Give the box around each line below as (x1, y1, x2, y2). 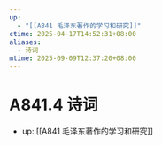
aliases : (9, 37, 42, 47)
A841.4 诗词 (9, 95, 98, 115)
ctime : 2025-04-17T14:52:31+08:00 (9, 29, 137, 38)
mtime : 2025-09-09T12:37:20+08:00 (9, 54, 137, 63)
